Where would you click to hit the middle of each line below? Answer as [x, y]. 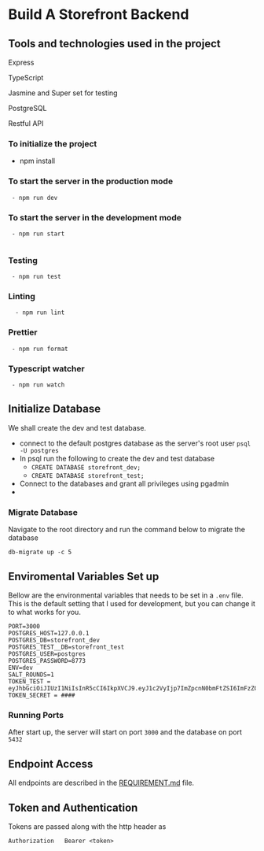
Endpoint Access [51, 764]
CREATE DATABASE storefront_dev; [86, 467]
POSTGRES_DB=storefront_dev [54, 640]
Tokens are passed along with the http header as [87, 826]
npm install [37, 161]
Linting [22, 297]
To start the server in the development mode [95, 217]
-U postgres [39, 450]
